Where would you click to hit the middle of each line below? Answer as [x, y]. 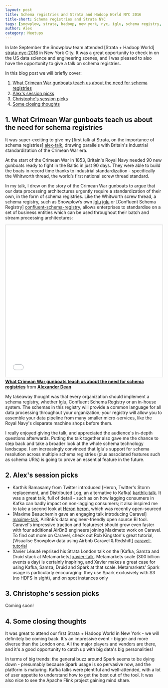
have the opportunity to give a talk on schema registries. [63, 63]
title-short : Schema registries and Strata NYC [56, 19]
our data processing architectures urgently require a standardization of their [83, 191]
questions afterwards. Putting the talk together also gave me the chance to [82, 438]
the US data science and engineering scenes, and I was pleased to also [79, 58]
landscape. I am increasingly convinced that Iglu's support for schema [77, 448]
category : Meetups [24, 33]
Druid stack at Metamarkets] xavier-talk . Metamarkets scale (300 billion [86, 556]
